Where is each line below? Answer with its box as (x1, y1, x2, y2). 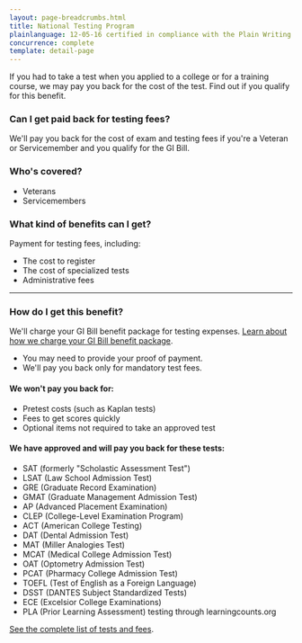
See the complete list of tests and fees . (9, 623, 155, 634)
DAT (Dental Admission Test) (22, 530, 129, 540)
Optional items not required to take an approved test (22, 422, 216, 433)
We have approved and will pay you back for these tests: (9, 442, 226, 454)
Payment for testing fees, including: (9, 238, 141, 249)
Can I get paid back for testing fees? (9, 113, 171, 126)
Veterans (22, 185, 57, 196)
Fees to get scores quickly (22, 413, 120, 424)
